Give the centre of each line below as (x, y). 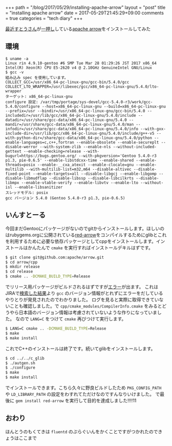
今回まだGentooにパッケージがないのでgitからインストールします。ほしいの (85, 228)
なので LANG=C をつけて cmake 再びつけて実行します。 (71, 319)
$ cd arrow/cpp (21, 262)
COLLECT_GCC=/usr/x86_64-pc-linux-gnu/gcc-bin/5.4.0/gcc (67, 82)
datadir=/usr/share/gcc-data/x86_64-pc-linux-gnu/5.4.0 (66, 120)
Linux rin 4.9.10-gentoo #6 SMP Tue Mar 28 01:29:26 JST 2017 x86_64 (81, 63)
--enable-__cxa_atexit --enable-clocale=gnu (86, 165)
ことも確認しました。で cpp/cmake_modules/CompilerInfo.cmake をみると (86, 306)
